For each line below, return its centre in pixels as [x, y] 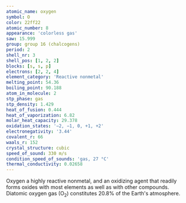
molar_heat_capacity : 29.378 [42, 121]
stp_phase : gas [25, 99]
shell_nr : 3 [21, 55]
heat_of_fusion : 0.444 [34, 110]
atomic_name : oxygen [31, 11]
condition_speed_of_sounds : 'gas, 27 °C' [58, 159]
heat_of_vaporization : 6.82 [41, 115]
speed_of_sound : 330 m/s [36, 153]
